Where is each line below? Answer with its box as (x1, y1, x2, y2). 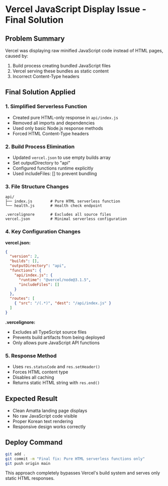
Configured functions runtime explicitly (12, 165, 94, 171)
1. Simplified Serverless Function (5, 103, 87, 110)
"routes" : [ (10, 296, 35, 301)
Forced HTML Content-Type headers (12, 130, 89, 136)
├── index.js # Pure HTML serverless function (5, 199, 121, 204)
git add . (5, 451, 26, 456)
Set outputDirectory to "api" (12, 159, 70, 166)
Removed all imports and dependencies (12, 120, 95, 126)
